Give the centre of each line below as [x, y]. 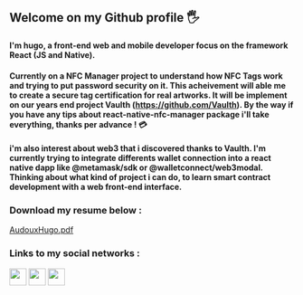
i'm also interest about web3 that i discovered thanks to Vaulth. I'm [138, 148]
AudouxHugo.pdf [42, 230]
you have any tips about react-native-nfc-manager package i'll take [139, 114]
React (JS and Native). [52, 54]
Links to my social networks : [75, 253]
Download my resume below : [76, 211]
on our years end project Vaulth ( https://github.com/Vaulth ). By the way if [151, 104]
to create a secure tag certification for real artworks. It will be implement [148, 95]
